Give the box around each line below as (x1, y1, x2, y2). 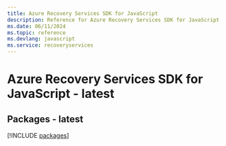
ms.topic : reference (7, 29, 67, 36)
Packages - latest (7, 113, 84, 125)
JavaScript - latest (7, 86, 115, 101)
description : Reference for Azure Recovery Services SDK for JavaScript (7, 16, 220, 23)
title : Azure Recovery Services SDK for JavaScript (7, 10, 158, 17)
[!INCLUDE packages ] (7, 132, 69, 139)
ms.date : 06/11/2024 (7, 23, 67, 29)
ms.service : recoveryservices (7, 42, 94, 49)
